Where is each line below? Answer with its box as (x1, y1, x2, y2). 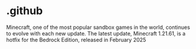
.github (6, 4, 43, 18)
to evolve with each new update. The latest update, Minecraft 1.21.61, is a (6, 30, 186, 37)
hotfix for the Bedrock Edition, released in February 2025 (6, 36, 146, 43)
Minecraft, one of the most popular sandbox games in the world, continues (6, 24, 190, 31)
